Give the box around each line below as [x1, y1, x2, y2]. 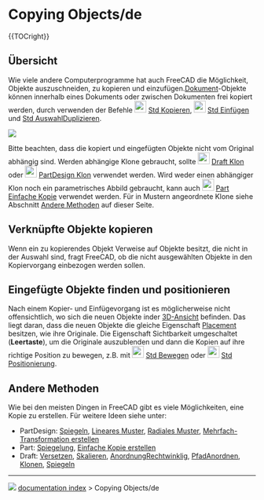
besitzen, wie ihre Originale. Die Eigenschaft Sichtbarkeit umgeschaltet [8, 329, 238, 339]
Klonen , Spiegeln [19, 460, 75, 469]
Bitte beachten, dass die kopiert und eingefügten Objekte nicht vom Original [8, 143, 254, 153]
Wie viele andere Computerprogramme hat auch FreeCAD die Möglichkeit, [8, 75, 249, 84]
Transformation [19, 435, 70, 444]
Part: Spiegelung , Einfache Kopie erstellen [19, 443, 156, 453]
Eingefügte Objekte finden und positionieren [8, 283, 230, 296]
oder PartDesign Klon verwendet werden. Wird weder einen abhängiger [8, 170, 254, 179]
